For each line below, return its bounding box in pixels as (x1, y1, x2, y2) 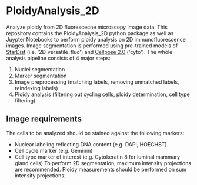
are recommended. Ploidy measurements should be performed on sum (14, 166, 187, 173)
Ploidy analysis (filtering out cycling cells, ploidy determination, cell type (14, 91, 190, 98)
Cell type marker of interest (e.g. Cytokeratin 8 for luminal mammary (14, 153, 181, 160)
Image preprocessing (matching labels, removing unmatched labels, (14, 78, 179, 85)
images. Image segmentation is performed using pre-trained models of (6, 42, 178, 49)
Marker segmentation (14, 72, 67, 79)
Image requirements (6, 114, 82, 124)
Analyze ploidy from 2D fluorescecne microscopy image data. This (6, 23, 168, 30)
